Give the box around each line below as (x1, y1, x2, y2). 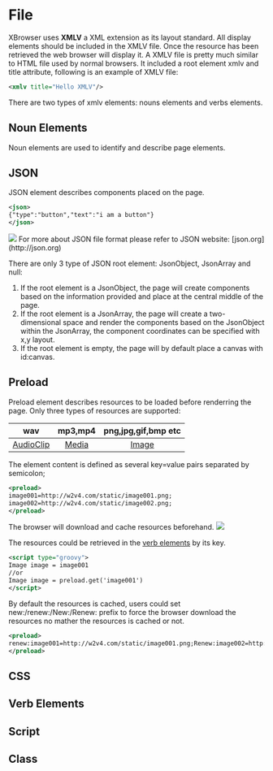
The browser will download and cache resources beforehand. (8, 522, 214, 532)
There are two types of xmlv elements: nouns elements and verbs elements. (8, 97, 263, 107)
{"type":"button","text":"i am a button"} (8, 211, 154, 219)
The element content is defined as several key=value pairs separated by (8, 459, 249, 469)
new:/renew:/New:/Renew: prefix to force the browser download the (8, 607, 236, 617)
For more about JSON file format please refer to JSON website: (18, 234, 230, 245)
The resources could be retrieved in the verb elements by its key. (8, 538, 226, 548)
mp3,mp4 (58, 425, 96, 436)
